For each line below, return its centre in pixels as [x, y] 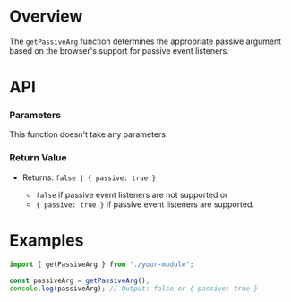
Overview [46, 17]
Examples [47, 240]
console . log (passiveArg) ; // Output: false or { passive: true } [133, 289]
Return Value [38, 158]
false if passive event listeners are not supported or [132, 194]
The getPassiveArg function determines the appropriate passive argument [145, 41]
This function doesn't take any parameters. [89, 134]
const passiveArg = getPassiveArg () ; [80, 280]
